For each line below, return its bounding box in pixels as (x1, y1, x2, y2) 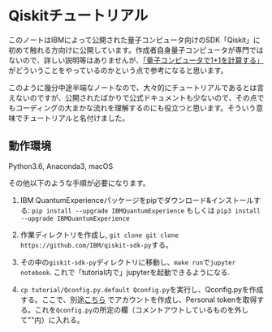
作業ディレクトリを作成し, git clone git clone (19, 230, 179, 239)
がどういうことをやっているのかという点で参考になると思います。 (8, 65, 228, 75)
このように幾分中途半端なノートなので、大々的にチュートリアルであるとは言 (8, 82, 265, 93)
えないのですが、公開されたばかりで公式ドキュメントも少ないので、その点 (8, 93, 257, 102)
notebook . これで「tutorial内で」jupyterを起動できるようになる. (19, 267, 231, 277)
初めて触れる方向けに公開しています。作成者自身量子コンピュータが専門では (8, 45, 264, 54)
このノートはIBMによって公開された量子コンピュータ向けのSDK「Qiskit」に (8, 35, 261, 45)
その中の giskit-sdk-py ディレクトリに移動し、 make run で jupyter (19, 257, 236, 267)
